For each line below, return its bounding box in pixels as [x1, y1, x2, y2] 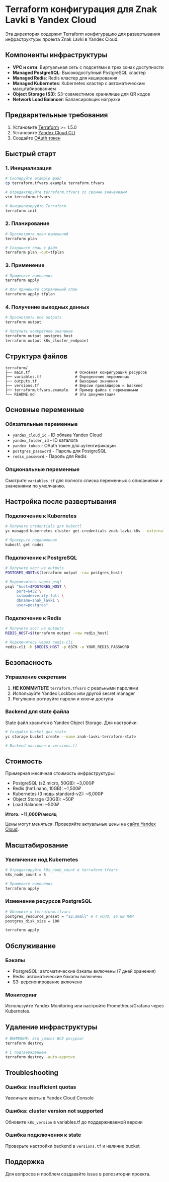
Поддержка [5, 1157, 44, 1166]
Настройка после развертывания [5, 497, 117, 506]
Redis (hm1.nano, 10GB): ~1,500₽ [12, 785, 81, 792]
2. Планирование [5, 220, 50, 227]
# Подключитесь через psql [5, 579, 62, 584]
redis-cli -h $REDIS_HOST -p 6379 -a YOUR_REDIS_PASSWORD [5, 644, 129, 650]
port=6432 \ [16, 589, 42, 594]
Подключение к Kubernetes [5, 512, 77, 519]
